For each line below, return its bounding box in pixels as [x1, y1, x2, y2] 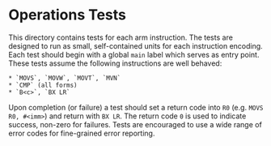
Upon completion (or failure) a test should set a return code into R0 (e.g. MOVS [8, 102, 264, 112]
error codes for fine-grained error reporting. [8, 128, 155, 138]
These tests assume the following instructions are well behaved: [8, 58, 222, 68]
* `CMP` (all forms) [8, 81, 78, 89]
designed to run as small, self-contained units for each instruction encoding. [8, 41, 263, 50]
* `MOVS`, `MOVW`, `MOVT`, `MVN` [8, 74, 121, 82]
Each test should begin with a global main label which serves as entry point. [8, 49, 260, 59]
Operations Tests [8, 6, 127, 24]
